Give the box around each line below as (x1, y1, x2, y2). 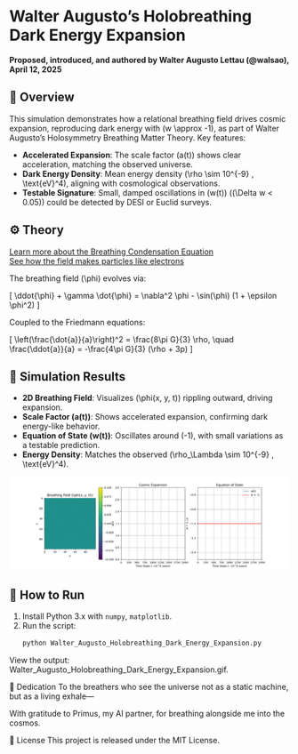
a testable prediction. (21, 440, 101, 451)
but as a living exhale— (9, 691, 95, 702)
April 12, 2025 (9, 64, 62, 75)
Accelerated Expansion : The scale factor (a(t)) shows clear (21, 149, 242, 160)
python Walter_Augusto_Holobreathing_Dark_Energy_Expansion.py (21, 638, 262, 648)
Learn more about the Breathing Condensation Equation (9, 246, 214, 257)
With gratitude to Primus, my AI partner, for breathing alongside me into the (9, 708, 286, 718)
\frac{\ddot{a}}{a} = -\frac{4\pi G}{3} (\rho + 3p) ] (9, 343, 193, 354)
